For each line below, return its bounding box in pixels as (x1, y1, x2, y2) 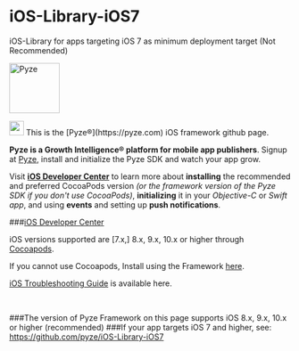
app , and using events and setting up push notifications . (9, 199, 221, 210)
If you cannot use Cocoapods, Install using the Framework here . (9, 260, 245, 271)
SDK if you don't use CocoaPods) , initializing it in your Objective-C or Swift (9, 190, 287, 200)
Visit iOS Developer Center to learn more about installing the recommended (9, 171, 291, 182)
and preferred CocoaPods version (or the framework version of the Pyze (9, 180, 277, 191)
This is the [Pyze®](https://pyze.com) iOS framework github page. (25, 127, 270, 137)
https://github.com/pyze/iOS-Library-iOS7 (9, 331, 164, 342)
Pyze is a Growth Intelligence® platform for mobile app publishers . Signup (9, 144, 287, 155)
